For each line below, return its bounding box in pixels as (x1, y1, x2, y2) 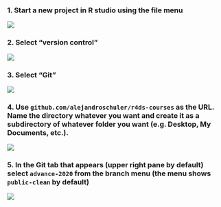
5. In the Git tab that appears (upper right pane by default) (7, 160, 204, 170)
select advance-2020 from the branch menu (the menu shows (7, 169, 211, 178)
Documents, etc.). (7, 127, 69, 137)
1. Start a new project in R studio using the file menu (7, 5, 183, 15)
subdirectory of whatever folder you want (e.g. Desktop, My (7, 119, 211, 129)
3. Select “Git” (7, 70, 56, 80)
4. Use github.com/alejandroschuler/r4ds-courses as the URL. (7, 102, 215, 112)
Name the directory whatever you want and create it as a (7, 110, 200, 120)
